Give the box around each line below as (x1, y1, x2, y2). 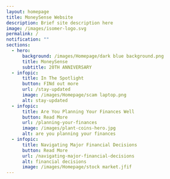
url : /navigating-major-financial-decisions (21, 153, 135, 159)
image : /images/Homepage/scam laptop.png (21, 92, 127, 98)
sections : (6, 42, 31, 48)
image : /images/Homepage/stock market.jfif (21, 164, 132, 170)
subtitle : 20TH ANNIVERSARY (21, 64, 92, 70)
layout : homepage (6, 8, 50, 15)
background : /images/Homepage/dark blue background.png (21, 53, 164, 59)
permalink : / (6, 31, 39, 37)
